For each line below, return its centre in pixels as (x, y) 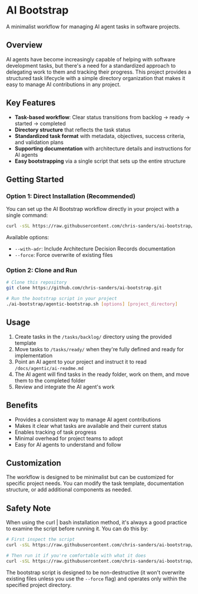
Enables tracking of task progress (55, 432)
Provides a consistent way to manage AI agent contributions (88, 420)
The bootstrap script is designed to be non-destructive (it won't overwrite (95, 572)
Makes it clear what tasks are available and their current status (91, 425)
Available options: (28, 237)
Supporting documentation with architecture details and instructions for (103, 148)
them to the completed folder (50, 380)
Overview (24, 45)
